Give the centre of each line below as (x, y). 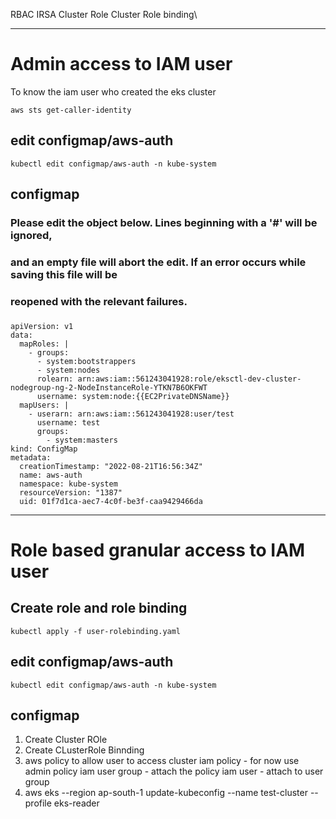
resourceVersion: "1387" (71, 492)
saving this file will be (64, 274)
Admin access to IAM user (121, 64)
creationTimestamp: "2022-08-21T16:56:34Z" (111, 466)
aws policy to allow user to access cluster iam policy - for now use (162, 761)
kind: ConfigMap (44, 449)
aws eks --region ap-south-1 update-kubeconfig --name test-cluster (166, 793)
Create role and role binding (99, 608)
